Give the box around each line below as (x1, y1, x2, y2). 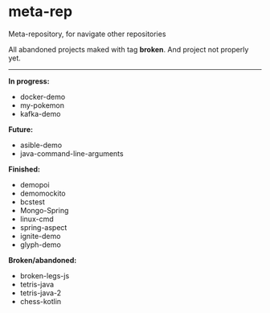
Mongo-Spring (19, 205, 69, 215)
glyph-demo (19, 240, 62, 249)
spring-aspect (19, 222, 67, 232)
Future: (8, 124, 34, 134)
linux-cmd (19, 214, 54, 224)
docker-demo (19, 92, 66, 101)
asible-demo (19, 140, 63, 150)
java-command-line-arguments (19, 148, 124, 159)
